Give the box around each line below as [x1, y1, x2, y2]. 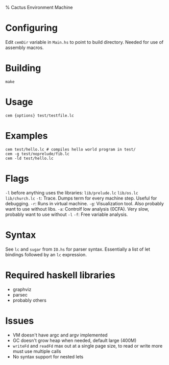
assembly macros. [5, 44, 44, 51]
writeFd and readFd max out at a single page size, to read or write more [12, 343, 163, 349]
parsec [12, 291, 28, 298]
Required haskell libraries [5, 269, 116, 281]
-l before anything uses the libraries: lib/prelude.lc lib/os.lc [5, 189, 138, 196]
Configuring [5, 22, 58, 34]
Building [5, 62, 41, 74]
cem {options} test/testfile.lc [5, 113, 74, 118]
